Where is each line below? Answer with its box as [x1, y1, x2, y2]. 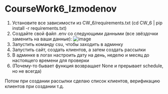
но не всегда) [12, 68, 42, 74]
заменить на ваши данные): [12, 36, 72, 42]
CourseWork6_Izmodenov [5, 3, 117, 15]
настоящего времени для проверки [12, 57, 90, 63]
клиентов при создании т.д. [5, 83, 64, 89]
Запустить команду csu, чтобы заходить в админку [12, 41, 123, 47]
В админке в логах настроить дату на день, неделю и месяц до [12, 52, 150, 58]
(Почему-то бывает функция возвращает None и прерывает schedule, [12, 63, 164, 69]
